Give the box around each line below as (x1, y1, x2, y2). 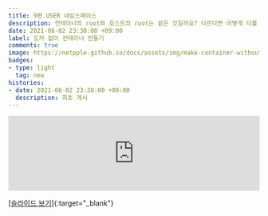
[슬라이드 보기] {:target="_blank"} (8, 198, 114, 208)
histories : (8, 78, 45, 86)
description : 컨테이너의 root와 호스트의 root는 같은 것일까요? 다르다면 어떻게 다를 (8, 19, 258, 27)
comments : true (8, 42, 59, 50)
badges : (8, 57, 34, 65)
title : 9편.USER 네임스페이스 (8, 11, 97, 20)
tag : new (15, 71, 45, 79)
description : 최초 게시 (15, 94, 88, 102)
